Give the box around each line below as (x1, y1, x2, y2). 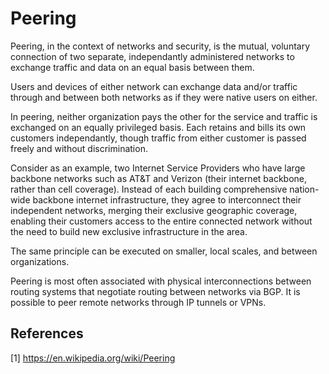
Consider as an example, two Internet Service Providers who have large (10, 162, 306, 174)
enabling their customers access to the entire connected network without (10, 215, 313, 227)
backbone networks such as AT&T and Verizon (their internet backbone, (10, 172, 308, 184)
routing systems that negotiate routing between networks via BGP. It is (10, 285, 301, 297)
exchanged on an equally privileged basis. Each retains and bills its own (10, 121, 307, 133)
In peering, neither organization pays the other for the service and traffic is (10, 110, 318, 122)
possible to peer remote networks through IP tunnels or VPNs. (10, 296, 267, 308)
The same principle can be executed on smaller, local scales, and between (10, 245, 318, 257)
